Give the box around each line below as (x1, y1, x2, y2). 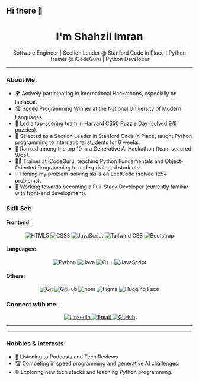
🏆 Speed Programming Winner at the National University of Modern (14, 105, 182, 112)
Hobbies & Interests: (6, 340, 66, 348)
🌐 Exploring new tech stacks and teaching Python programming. (14, 368, 173, 375)
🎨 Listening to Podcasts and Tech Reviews (14, 353, 118, 360)
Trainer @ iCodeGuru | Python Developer (49, 56, 150, 63)
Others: (6, 272, 25, 279)
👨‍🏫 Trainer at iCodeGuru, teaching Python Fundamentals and (14, 158, 164, 165)
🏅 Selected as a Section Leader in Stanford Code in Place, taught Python (14, 132, 192, 139)
